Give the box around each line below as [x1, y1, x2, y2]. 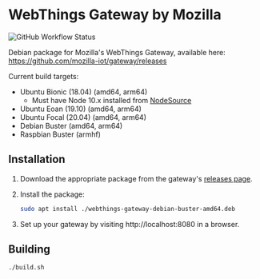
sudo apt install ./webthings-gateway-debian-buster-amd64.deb [19, 205, 236, 213]
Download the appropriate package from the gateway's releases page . [19, 173, 254, 183]
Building [8, 242, 50, 257]
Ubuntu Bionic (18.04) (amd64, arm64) [19, 86, 148, 97]
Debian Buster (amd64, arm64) [19, 121, 123, 130]
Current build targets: [8, 71, 79, 81]
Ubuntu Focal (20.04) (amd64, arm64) [19, 112, 146, 122]
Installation [8, 153, 66, 166]
